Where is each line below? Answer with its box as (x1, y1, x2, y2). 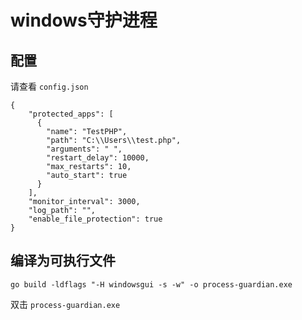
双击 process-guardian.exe (10, 298, 121, 310)
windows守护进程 (10, 9, 158, 32)
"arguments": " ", (46, 144, 123, 154)
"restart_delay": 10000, (46, 153, 150, 163)
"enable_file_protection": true (28, 214, 163, 224)
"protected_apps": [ (28, 109, 114, 119)
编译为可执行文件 (10, 252, 116, 270)
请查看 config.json (10, 81, 89, 92)
